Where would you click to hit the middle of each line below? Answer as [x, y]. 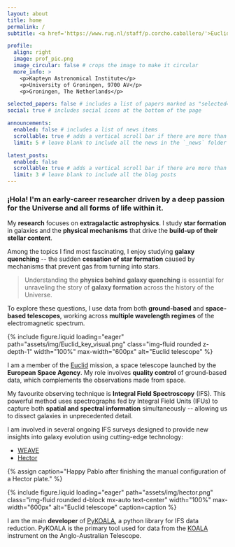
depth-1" [20, 352]
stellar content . [30, 238]
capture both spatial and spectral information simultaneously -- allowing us [117, 409]
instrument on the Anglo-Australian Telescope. [74, 536]
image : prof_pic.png [43, 59]
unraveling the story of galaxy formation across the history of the [119, 287]
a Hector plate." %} [35, 479]
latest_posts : [28, 155]
